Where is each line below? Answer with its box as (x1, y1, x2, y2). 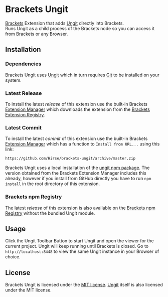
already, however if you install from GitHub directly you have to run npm (5, 176, 151, 182)
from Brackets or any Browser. (5, 31, 68, 37)
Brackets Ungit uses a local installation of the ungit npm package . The (5, 165, 150, 171)
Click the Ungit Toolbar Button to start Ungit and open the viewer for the (5, 238, 154, 244)
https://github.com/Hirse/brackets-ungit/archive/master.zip (5, 156, 136, 161)
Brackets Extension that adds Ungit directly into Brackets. (5, 20, 124, 26)
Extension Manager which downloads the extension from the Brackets (5, 106, 150, 112)
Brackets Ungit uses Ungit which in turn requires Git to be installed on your (5, 72, 159, 78)
